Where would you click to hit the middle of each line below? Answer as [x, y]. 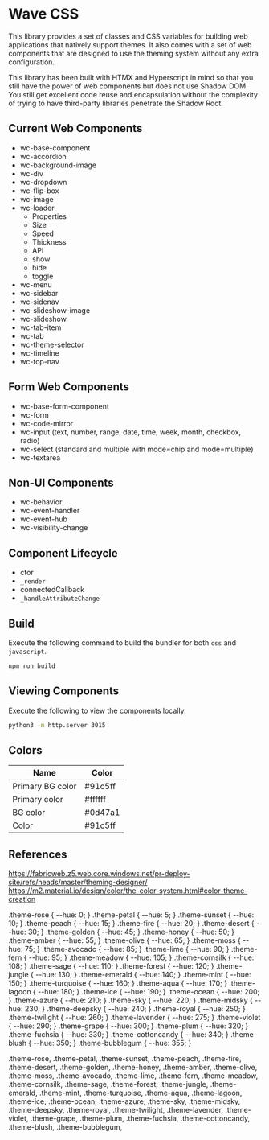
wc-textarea [40, 457]
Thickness [49, 241]
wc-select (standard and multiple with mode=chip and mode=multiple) [137, 449]
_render [33, 582]
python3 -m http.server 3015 [57, 725]
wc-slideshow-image [55, 310]
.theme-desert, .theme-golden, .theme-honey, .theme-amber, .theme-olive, [133, 1068]
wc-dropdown [43, 182]
